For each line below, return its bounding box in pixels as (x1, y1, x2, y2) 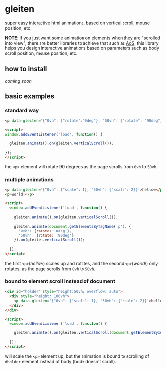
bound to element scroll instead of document (5, 278, 115, 285)
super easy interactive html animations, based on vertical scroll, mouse (5, 20, 150, 26)
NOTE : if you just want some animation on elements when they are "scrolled (5, 35, 160, 41)
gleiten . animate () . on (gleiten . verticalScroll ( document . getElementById (14, 330, 163, 335)
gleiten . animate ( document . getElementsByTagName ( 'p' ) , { (14, 224, 132, 229)
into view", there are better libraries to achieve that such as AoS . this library (5, 40, 159, 46)
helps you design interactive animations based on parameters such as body (5, 45, 160, 51)
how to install (5, 65, 47, 73)
